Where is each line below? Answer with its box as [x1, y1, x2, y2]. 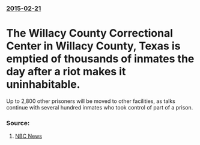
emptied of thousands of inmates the [6, 52, 195, 66]
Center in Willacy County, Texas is [6, 39, 181, 53]
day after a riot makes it [6, 65, 126, 79]
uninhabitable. [6, 78, 80, 91]
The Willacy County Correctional [6, 26, 173, 40]
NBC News [14, 132, 42, 140]
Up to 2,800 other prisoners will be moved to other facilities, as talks [6, 97, 175, 105]
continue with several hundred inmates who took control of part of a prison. [6, 103, 193, 111]
